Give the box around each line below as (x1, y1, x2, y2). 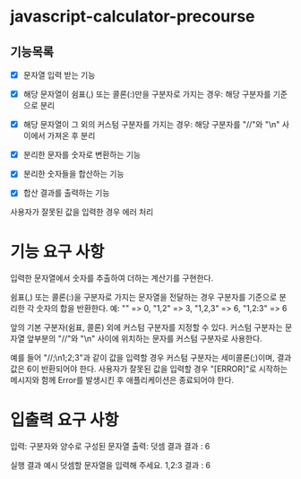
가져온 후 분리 (47, 130, 96, 141)
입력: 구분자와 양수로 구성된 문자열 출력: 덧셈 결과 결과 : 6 (10, 441, 211, 452)
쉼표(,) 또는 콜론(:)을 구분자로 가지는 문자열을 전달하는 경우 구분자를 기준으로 (10, 292, 278, 302)
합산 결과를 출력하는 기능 (22, 187, 110, 198)
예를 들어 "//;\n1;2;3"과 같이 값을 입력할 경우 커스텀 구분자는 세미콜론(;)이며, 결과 (10, 353, 292, 363)
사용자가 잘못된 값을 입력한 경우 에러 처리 (10, 206, 154, 217)
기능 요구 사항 (10, 241, 105, 262)
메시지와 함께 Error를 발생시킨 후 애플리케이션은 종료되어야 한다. (10, 375, 235, 386)
